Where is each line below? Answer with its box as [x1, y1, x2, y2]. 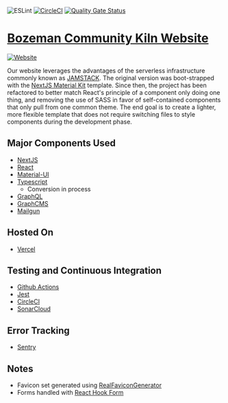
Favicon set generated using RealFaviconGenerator [16, 381, 162, 389]
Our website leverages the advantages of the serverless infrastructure [7, 66, 205, 75]
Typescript [16, 177, 48, 185]
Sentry [16, 343, 36, 352]
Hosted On [7, 227, 53, 238]
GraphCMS [16, 199, 49, 207]
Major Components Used [7, 137, 116, 149]
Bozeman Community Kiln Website [7, 31, 209, 46]
